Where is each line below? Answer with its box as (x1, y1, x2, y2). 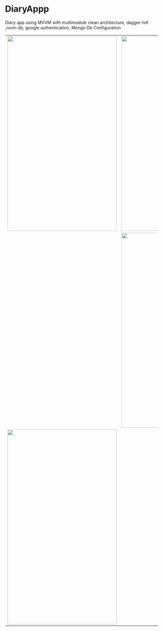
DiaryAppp (5, 3, 49, 15)
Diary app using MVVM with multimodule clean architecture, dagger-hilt (5, 19, 149, 25)
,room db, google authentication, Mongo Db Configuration (5, 24, 121, 30)
